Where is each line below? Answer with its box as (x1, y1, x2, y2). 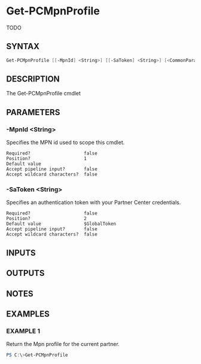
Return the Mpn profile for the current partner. (6, 341, 120, 348)
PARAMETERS (6, 107, 60, 118)
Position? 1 (6, 156, 87, 162)
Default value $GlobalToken (6, 221, 117, 227)
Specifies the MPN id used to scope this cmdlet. (6, 139, 125, 146)
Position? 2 (6, 216, 87, 222)
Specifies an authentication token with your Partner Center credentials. (6, 199, 181, 206)
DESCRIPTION (6, 74, 60, 85)
